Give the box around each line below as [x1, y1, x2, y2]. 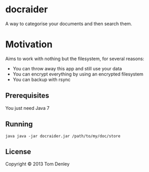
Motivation [5, 39, 53, 50]
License [5, 147, 31, 156]
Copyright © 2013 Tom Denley [5, 161, 70, 167]
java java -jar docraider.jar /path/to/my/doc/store [5, 133, 121, 139]
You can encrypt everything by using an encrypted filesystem [12, 71, 144, 77]
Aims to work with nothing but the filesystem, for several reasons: [5, 55, 145, 62]
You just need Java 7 [5, 105, 50, 111]
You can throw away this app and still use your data [12, 65, 122, 71]
